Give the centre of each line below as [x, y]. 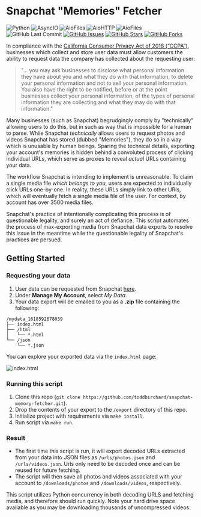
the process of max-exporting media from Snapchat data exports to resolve [100, 226]
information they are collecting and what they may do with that [98, 102]
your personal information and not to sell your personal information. [104, 83]
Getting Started [36, 258]
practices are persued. [34, 240]
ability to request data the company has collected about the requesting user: [101, 58]
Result [16, 438]
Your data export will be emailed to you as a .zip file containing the [97, 302]
